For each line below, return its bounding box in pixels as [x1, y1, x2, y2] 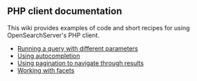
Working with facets [17, 66, 75, 74]
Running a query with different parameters [17, 44, 138, 52]
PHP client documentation [7, 5, 122, 17]
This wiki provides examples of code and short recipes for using [7, 23, 190, 32]
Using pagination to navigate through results [17, 58, 144, 67]
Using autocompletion [17, 51, 81, 60]
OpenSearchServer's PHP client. [7, 31, 100, 39]
